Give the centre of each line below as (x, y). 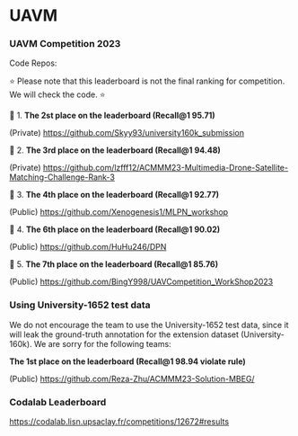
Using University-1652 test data (80, 305)
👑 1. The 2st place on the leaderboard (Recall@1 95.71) (112, 116)
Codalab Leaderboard (58, 402)
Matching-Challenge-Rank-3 (62, 177)
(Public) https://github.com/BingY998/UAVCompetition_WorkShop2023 (141, 282)
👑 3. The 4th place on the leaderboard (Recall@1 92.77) (114, 195)
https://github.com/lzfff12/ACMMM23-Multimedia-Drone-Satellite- (166, 168)
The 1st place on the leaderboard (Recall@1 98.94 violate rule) (128, 361)
